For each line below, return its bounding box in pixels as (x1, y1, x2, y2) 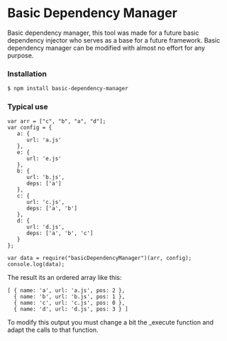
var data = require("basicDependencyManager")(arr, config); (7, 254, 192, 262)
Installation (7, 69, 48, 79)
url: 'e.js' (26, 155, 62, 163)
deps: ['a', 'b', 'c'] (26, 229, 94, 237)
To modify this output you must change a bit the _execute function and (7, 318, 214, 327)
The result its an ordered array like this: (7, 274, 122, 282)
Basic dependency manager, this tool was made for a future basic (7, 28, 199, 37)
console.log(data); (7, 261, 65, 268)
